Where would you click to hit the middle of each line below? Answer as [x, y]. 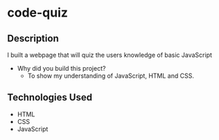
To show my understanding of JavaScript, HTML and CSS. [111, 76]
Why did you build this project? [61, 68]
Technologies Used [50, 97]
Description [33, 38]
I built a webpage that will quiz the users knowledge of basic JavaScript [110, 55]
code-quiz [37, 13]
